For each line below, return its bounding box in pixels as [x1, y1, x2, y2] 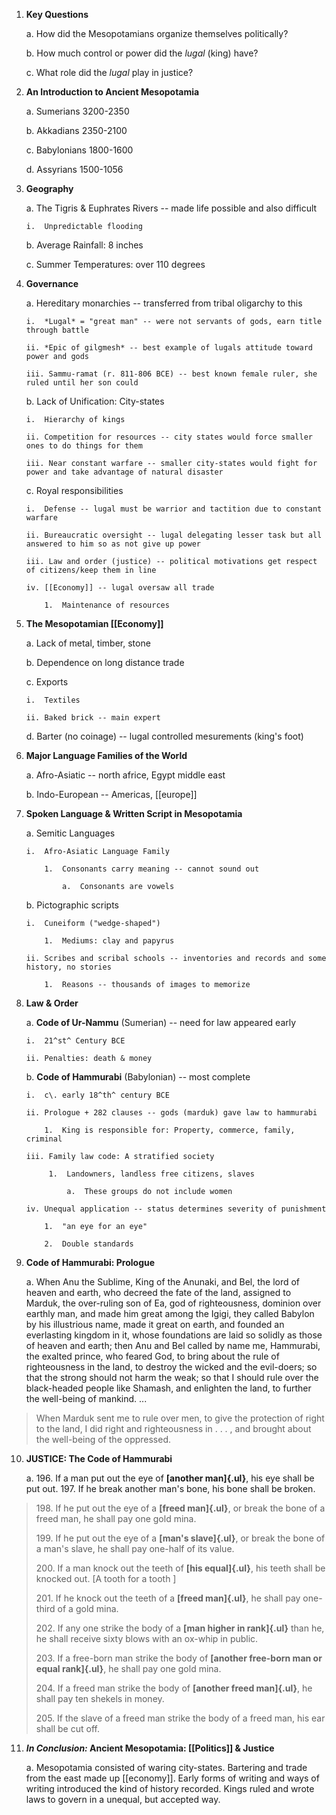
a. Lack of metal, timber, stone [25, 637, 151, 649]
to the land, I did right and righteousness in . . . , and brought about [35, 1423, 312, 1434]
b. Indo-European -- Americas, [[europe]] [25, 789, 198, 800]
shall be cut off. [35, 1723, 100, 1734]
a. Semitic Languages [25, 827, 116, 839]
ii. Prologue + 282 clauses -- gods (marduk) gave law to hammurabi [25, 1108, 318, 1118]
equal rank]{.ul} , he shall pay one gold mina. [35, 1663, 222, 1674]
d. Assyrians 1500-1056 [25, 164, 124, 175]
